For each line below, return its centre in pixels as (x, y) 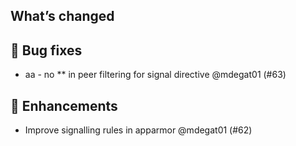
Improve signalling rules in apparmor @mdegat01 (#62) (138, 130)
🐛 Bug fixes (46, 50)
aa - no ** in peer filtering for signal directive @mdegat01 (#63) (155, 75)
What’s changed (62, 16)
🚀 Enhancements (64, 105)
